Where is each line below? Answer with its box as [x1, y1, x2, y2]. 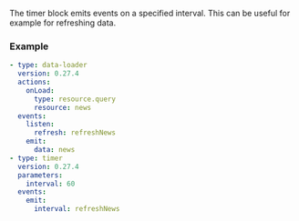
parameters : [17, 170, 64, 180]
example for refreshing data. [9, 17, 117, 28]
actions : [17, 77, 51, 87]
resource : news [33, 103, 92, 112]
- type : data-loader [9, 61, 88, 70]
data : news [33, 146, 76, 155]
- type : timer [9, 154, 64, 163]
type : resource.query [33, 95, 117, 104]
